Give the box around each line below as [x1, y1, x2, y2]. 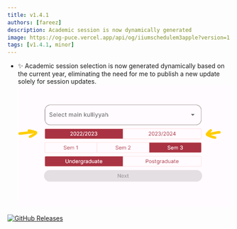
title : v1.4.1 [7, 11, 50, 18]
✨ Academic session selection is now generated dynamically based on [17, 62, 225, 70]
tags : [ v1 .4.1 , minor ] [7, 41, 75, 49]
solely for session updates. [17, 77, 97, 86]
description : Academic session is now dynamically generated [7, 26, 192, 33]
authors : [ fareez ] [7, 18, 62, 26]
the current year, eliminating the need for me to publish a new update [17, 69, 220, 78]
